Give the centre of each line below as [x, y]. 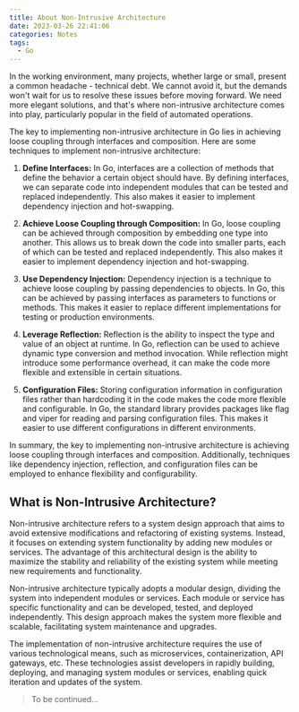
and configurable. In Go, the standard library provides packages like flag [155, 409]
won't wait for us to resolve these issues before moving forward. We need [145, 96]
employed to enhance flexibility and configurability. [104, 474]
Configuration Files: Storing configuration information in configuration [152, 390]
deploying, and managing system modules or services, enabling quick [138, 672]
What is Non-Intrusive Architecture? [113, 502]
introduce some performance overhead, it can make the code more [146, 363]
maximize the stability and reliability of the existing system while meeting [144, 562]
